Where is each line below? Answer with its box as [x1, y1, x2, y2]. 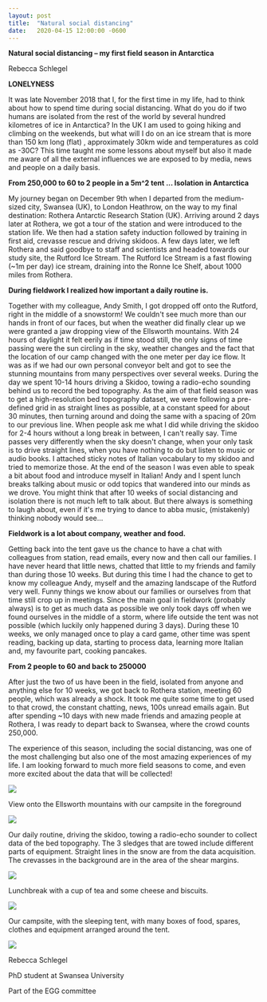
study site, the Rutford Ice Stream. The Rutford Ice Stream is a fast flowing [8, 253, 253, 263]
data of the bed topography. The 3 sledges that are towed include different [8, 838, 253, 848]
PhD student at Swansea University [8, 971, 125, 980]
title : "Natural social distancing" [8, 19, 134, 27]
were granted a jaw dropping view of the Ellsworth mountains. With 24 [8, 327, 239, 336]
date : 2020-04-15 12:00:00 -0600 [8, 26, 127, 34]
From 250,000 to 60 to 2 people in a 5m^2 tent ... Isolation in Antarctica [8, 178, 249, 188]
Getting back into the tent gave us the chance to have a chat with [8, 544, 222, 554]
